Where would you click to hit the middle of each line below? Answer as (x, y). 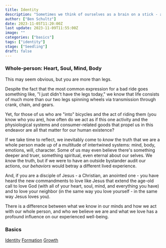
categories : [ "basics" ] (30, 38)
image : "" (15, 33)
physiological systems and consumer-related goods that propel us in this (79, 125)
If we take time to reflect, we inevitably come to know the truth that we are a (83, 140)
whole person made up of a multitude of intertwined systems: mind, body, (80, 145)
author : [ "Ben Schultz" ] (31, 19)
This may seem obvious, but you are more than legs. (59, 79)
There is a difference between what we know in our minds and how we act (81, 206)
